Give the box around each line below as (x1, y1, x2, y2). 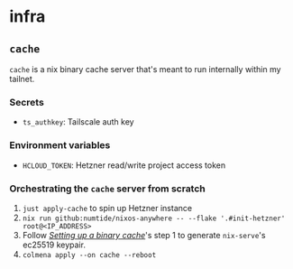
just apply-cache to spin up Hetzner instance (22, 202, 192, 213)
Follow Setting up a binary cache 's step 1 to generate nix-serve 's (22, 229, 266, 240)
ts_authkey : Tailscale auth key (22, 116, 134, 127)
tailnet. (9, 74, 35, 84)
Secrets (9, 96, 45, 108)
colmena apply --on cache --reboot (22, 250, 157, 259)
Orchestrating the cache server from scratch (9, 182, 206, 195)
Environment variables (9, 139, 111, 152)
